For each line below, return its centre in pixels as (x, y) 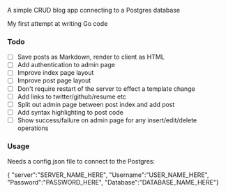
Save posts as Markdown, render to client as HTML (91, 57)
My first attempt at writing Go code (58, 23)
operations (33, 128)
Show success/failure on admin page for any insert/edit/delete (107, 120)
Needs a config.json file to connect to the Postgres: (81, 162)
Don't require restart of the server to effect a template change (106, 88)
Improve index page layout (55, 73)
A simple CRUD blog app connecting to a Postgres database (93, 10)
